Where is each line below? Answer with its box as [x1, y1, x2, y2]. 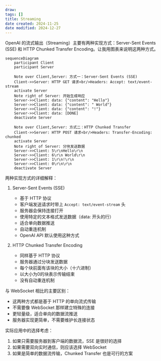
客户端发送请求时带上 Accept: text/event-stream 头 [19, 201, 126, 207]
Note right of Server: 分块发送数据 [14, 144, 85, 149]
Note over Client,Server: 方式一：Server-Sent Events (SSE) [14, 74, 138, 79]
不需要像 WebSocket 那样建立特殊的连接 [12, 304, 95, 310]
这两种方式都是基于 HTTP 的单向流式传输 [12, 299, 97, 304]
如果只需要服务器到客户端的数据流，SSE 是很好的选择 [12, 338, 122, 344]
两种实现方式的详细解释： [5, 175, 57, 181]
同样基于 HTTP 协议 [19, 252, 60, 258]
